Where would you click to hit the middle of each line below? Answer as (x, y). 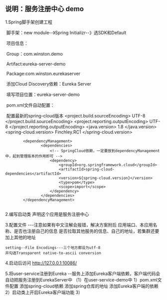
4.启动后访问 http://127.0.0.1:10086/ (41, 263)
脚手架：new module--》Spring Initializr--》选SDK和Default (66, 32)
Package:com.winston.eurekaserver (43, 73)
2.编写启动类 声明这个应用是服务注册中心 (47, 214)
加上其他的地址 (20, 237)
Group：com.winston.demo (35, 53)
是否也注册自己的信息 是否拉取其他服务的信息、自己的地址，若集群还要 (86, 231)
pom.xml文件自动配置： (30, 105)
